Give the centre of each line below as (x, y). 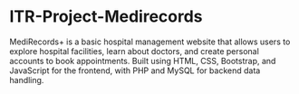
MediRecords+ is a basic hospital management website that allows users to (150, 42)
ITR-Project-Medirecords (106, 17)
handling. (27, 80)
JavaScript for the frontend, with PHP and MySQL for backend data (135, 70)
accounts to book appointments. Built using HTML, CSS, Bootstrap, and (143, 61)
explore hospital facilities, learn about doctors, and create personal (135, 51)
